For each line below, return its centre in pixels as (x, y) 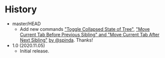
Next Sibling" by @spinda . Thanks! (56, 40)
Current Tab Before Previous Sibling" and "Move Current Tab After (89, 34)
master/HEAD (27, 24)
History (21, 9)
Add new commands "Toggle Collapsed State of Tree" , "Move (85, 29)
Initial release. (34, 51)
